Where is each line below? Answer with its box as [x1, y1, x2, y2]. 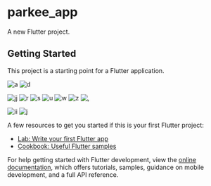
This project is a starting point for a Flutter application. [7, 66, 165, 74]
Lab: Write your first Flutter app [17, 134, 109, 142]
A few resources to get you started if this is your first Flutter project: [7, 121, 204, 129]
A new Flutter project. [7, 27, 70, 36]
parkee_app [7, 4, 78, 20]
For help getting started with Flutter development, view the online [7, 155, 197, 164]
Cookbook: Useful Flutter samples [17, 142, 117, 150]
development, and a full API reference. [7, 170, 119, 179]
